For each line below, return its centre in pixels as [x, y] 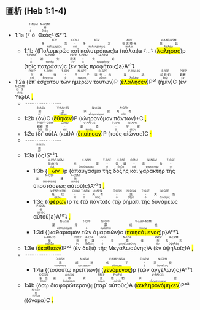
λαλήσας [169, 50]
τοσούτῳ [60, 269]
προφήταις [103, 66]
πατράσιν [50, 66]
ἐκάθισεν [50, 248]
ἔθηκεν [63, 118]
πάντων [124, 118]
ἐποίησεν [90, 133]
